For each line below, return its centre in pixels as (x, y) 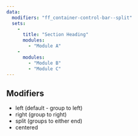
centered (27, 127)
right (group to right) (41, 115)
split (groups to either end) (49, 121)
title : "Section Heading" (55, 35)
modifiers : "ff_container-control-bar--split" (72, 18)
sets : (19, 23)
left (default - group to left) (49, 108)
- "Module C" (45, 69)
